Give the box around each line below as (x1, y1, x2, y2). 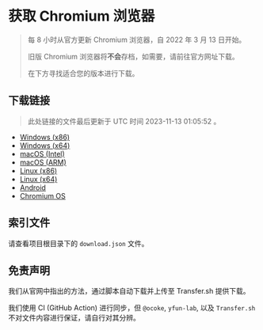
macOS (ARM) (19, 157, 67, 167)
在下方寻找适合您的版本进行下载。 (27, 68, 139, 78)
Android (19, 183, 46, 192)
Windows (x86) (19, 132, 70, 142)
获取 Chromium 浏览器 (8, 7, 155, 25)
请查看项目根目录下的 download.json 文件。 (8, 238, 149, 248)
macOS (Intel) (19, 149, 65, 158)
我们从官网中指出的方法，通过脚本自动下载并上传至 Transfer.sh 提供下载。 (8, 286, 250, 296)
